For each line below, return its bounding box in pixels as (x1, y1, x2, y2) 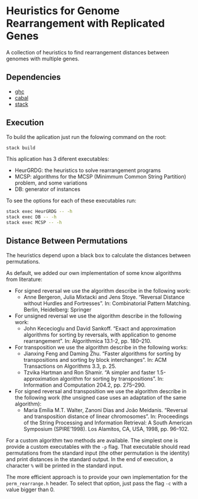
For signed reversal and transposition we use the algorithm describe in (14, 387, 187, 394)
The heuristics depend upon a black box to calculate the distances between (6, 251, 191, 258)
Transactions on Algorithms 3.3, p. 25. (23, 362, 116, 370)
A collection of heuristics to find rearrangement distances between (6, 48, 170, 56)
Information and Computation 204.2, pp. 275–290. (23, 381, 146, 388)
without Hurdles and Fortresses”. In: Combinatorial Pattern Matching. (23, 300, 191, 307)
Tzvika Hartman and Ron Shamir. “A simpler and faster (23, 368, 155, 376)
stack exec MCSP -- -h (6, 220, 62, 226)
